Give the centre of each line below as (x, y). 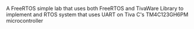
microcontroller (24, 21)
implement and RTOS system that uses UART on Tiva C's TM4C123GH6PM (97, 14)
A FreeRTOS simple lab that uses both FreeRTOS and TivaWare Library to (95, 8)
